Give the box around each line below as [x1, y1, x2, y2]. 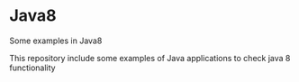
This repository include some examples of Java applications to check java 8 [9, 52, 291, 63]
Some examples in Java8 [9, 35, 103, 46]
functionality [9, 62, 56, 73]
